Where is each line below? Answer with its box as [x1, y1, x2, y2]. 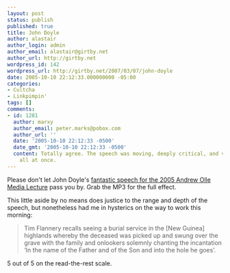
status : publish [7, 16, 53, 23]
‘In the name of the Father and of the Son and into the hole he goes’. [23, 246, 216, 254]
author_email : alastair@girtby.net [7, 49, 109, 56]
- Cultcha [7, 86, 36, 93]
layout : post [7, 10, 44, 17]
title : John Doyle [7, 29, 60, 36]
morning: [7, 211, 33, 219]
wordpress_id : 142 [7, 61, 60, 68]
